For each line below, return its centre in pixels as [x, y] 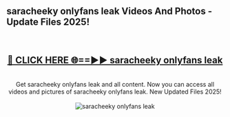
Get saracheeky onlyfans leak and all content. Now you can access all [115, 84]
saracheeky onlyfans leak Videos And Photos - [109, 11]
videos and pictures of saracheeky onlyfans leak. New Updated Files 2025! [115, 92]
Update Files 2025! [48, 22]
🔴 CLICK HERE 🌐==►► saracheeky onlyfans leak [115, 60]
